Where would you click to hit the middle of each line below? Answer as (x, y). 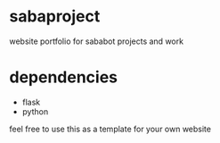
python (35, 111)
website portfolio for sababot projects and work (97, 41)
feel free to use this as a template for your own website (110, 129)
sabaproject (55, 17)
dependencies (64, 77)
